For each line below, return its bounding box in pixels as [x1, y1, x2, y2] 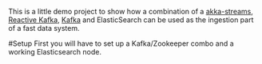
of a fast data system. [8, 24, 80, 32]
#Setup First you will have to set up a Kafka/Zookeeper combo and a [8, 39, 234, 48]
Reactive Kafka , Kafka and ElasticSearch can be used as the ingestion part [8, 15, 254, 24]
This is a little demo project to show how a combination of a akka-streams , [8, 7, 254, 16]
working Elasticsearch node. [8, 47, 102, 56]
